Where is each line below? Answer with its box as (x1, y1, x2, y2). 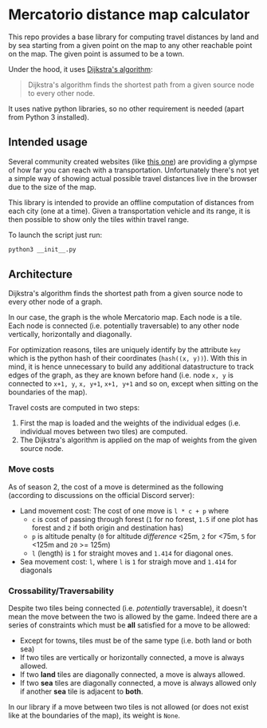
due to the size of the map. (8, 182, 97, 192)
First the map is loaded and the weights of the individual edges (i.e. (19, 418, 241, 428)
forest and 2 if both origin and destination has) (31, 523, 184, 532)
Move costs (8, 464, 54, 475)
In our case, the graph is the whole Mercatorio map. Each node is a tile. (8, 313, 242, 322)
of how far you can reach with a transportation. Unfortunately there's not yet (8, 165, 259, 175)
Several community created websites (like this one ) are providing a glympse (8, 156, 257, 166)
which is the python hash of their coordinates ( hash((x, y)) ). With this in (8, 354, 247, 363)
